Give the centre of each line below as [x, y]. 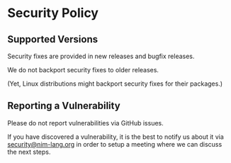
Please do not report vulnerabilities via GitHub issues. [86, 123]
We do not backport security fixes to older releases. [83, 70]
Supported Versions [52, 39]
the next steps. [29, 152]
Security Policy [53, 13]
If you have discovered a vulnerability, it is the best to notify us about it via [116, 137]
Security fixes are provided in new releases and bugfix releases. [101, 56]
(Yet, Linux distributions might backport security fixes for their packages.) [115, 84]
